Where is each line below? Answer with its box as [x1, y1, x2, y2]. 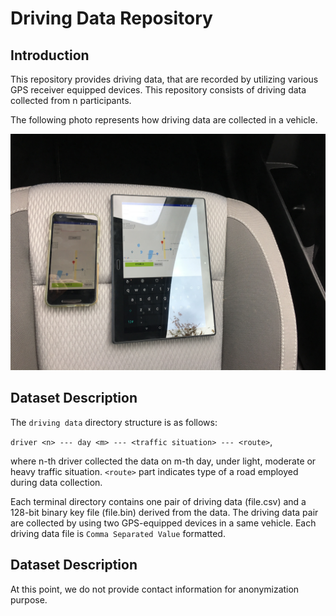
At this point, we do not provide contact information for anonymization [10, 583, 300, 595]
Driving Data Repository [10, 7, 213, 30]
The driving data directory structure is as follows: [10, 416, 218, 428]
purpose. [10, 593, 48, 606]
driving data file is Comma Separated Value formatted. [10, 527, 226, 539]
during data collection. [10, 476, 103, 488]
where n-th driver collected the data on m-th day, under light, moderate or [10, 455, 317, 467]
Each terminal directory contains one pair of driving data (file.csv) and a [10, 495, 307, 507]
